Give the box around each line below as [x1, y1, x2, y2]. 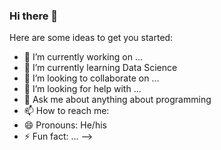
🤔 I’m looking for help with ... [23, 83, 142, 95]
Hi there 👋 [9, 9, 59, 23]
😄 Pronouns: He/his [23, 119, 107, 131]
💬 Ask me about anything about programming [23, 94, 212, 106]
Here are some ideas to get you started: [9, 32, 174, 44]
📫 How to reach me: [23, 105, 110, 117]
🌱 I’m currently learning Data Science [23, 62, 178, 74]
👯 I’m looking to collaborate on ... [23, 72, 160, 84]
